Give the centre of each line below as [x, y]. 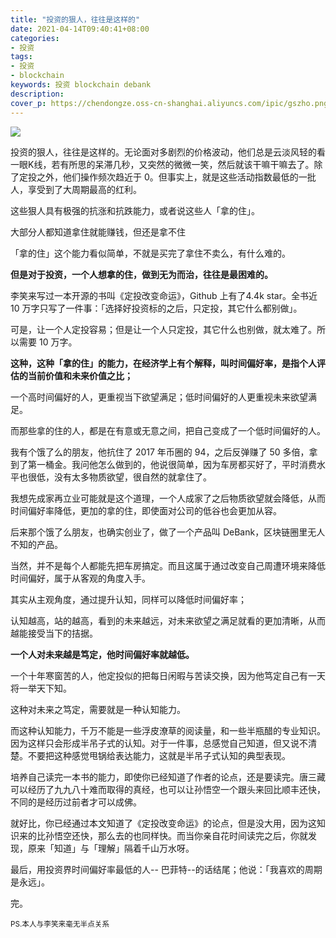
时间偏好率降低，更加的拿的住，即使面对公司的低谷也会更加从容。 [146, 510]
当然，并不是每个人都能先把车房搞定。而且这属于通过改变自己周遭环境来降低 [168, 565]
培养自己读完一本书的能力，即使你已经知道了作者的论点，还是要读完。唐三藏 [168, 777]
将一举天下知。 [41, 688]
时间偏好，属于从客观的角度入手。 [80, 578]
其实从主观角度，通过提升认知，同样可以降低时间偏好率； [128, 599]
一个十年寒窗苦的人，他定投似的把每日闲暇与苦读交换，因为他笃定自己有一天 [168, 675]
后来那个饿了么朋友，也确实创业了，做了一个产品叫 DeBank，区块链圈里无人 [168, 532]
